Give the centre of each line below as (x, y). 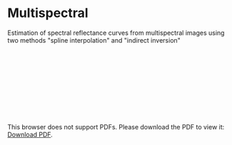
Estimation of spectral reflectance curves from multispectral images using (116, 33)
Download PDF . (30, 134)
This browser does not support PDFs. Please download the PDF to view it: (116, 127)
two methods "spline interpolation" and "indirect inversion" (94, 40)
